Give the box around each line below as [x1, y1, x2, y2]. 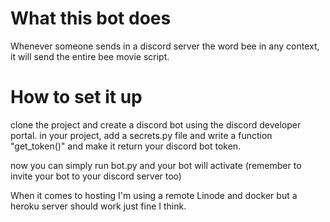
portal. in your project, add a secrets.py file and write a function [10, 129, 273, 141]
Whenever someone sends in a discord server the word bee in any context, [10, 40, 320, 52]
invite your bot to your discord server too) [10, 170, 182, 182]
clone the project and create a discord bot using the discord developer [10, 118, 302, 131]
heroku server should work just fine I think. [10, 200, 187, 212]
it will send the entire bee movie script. [10, 50, 170, 62]
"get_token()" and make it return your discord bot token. [10, 140, 242, 152]
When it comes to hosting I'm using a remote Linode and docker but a [10, 189, 298, 201]
